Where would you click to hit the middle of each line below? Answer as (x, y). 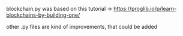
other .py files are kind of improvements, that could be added (82, 27)
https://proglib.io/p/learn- (145, 9)
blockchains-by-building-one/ (43, 15)
